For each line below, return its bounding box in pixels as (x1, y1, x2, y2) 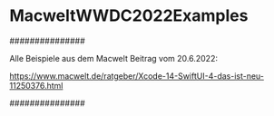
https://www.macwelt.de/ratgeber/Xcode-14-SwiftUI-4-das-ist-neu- (9, 70, 265, 82)
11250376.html (9, 80, 64, 91)
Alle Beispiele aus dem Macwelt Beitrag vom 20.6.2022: (9, 53, 218, 63)
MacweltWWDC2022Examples (9, 5, 249, 26)
